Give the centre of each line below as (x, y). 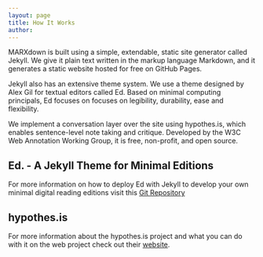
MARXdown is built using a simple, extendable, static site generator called (128, 52)
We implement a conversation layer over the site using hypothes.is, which (127, 124)
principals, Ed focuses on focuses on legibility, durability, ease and (116, 101)
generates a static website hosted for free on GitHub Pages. (105, 69)
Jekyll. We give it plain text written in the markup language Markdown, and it (132, 60)
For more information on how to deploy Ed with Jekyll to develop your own (128, 184)
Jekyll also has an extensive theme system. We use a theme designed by (126, 84)
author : (21, 30)
